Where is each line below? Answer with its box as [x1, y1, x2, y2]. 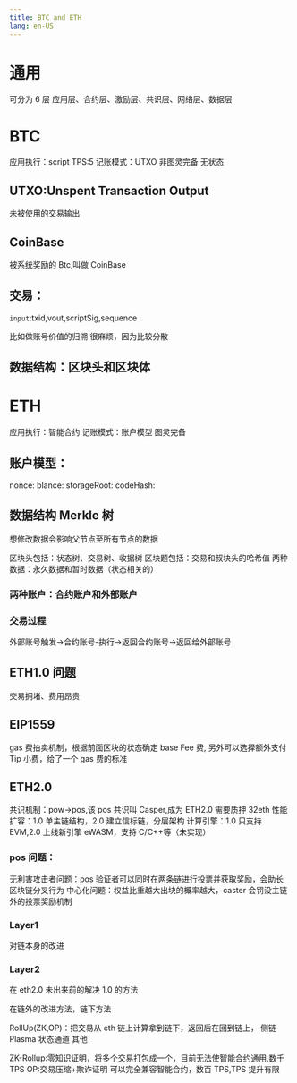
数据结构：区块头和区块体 [9, 360, 150, 375]
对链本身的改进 [9, 941, 64, 951]
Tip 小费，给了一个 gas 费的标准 [9, 753, 128, 763]
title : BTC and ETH [9, 13, 82, 22]
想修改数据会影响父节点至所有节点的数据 [9, 533, 158, 544]
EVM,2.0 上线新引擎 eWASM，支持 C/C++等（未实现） [9, 827, 211, 838]
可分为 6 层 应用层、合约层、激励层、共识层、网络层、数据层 [9, 94, 233, 105]
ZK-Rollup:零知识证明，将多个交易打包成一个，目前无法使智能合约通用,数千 [9, 1053, 285, 1063]
